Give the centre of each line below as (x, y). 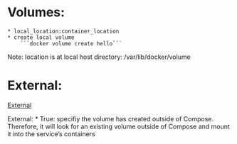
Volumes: (36, 12)
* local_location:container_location (63, 31)
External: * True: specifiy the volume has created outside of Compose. (110, 118)
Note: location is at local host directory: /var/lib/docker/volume (99, 57)
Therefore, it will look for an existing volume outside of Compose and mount (118, 126)
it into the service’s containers (51, 134)
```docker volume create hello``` (71, 43)
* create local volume (41, 37)
